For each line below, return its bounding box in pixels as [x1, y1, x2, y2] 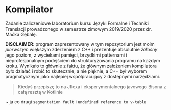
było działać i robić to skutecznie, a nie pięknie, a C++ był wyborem [5, 68, 148, 74]
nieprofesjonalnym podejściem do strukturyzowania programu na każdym [5, 57, 160, 63]
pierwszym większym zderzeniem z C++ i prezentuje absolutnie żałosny [5, 46, 158, 52]
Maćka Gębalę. [5, 31, 37, 37]
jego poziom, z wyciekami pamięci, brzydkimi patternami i [5, 52, 127, 58]
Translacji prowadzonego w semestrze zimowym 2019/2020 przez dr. [5, 25, 152, 32]
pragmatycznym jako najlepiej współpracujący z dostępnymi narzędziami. [5, 73, 161, 79]
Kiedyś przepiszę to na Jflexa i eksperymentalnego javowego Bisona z [17, 83, 166, 90]
